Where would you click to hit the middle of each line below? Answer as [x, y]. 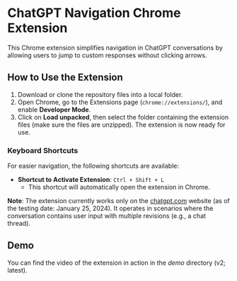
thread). [19, 224]
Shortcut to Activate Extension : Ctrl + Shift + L [91, 180]
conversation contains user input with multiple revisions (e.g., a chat [107, 216]
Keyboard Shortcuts [43, 150]
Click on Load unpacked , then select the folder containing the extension [123, 117]
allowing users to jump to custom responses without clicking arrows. [107, 55]
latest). [17, 270]
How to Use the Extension [65, 78]
